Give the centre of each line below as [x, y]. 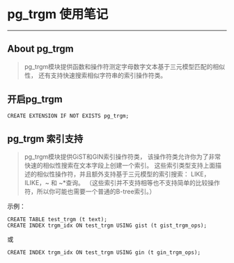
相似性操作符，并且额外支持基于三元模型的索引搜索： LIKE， [123, 174]
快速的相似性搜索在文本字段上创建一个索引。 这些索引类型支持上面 [120, 166]
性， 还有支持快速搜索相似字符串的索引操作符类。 [95, 75]
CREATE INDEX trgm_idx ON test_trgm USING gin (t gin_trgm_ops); [104, 253]
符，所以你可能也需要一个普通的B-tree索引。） [90, 191]
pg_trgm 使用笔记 [58, 14]
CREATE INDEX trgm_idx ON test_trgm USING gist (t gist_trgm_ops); [107, 226]
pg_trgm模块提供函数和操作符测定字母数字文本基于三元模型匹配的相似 [124, 66]
